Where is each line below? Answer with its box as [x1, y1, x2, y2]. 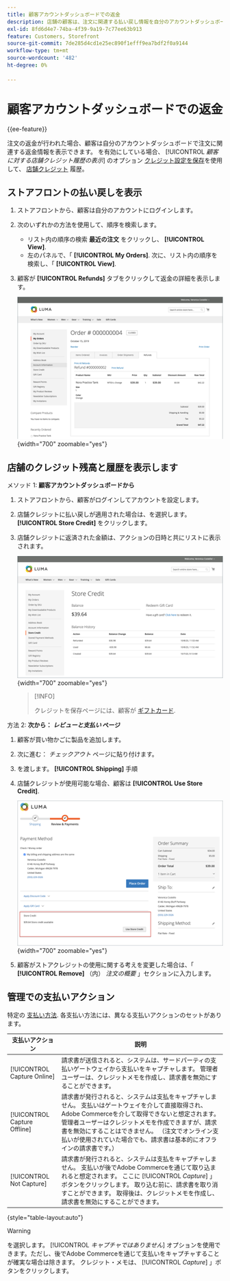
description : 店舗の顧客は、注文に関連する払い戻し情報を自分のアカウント [7, 18, 195, 25]
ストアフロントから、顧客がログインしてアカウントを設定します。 [16, 496, 203, 504]
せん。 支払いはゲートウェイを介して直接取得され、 [61, 1100, 207, 1109]
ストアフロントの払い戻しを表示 [7, 186, 142, 198]
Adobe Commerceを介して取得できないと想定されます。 [61, 1109, 220, 1118]
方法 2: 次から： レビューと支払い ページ [7, 721, 121, 729]
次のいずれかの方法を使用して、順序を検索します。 [16, 220, 161, 229]
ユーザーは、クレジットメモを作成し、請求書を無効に [61, 1073, 212, 1081]
